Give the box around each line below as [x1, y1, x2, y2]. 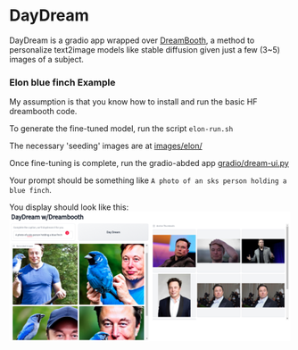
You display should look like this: [9, 202, 129, 212]
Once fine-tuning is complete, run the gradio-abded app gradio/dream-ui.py [9, 158, 290, 169]
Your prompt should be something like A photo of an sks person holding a [9, 175, 287, 186]
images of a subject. [9, 54, 85, 64]
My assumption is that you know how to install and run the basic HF [9, 96, 258, 107]
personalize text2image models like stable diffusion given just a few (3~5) [9, 44, 281, 54]
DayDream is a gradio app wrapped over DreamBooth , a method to [9, 35, 255, 46]
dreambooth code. [9, 106, 78, 117]
